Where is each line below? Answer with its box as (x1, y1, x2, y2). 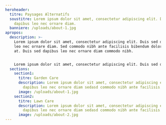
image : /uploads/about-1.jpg (18, 89, 79, 94)
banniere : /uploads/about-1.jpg (9, 26, 77, 31)
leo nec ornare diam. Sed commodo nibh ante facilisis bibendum (14, 44, 149, 49)
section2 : (14, 94, 35, 99)
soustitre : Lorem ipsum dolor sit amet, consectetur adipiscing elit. (9, 16, 158, 21)
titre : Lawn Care (18, 98, 54, 104)
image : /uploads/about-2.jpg (18, 112, 79, 118)
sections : (9, 66, 30, 72)
